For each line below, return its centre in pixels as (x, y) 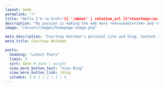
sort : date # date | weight (38, 64)
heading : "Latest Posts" (35, 54)
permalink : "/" (20, 14)
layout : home (18, 10)
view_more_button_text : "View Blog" (47, 68)
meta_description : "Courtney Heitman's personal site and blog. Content (81, 37)
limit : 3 (18, 59)
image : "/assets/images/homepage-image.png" (51, 28)
